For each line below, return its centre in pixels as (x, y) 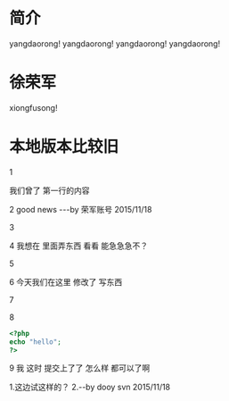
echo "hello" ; (36, 342)
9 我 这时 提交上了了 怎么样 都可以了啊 (80, 368)
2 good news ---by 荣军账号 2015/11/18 (81, 209)
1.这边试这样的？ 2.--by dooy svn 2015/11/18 (90, 387)
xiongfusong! (33, 107)
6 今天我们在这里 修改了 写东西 (66, 281)
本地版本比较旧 (64, 147)
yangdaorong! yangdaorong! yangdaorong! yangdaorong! (115, 43)
